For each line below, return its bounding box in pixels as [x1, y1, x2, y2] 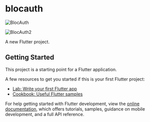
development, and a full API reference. [5, 111, 84, 117]
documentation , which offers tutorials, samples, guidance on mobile [5, 106, 145, 112]
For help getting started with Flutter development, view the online [5, 101, 140, 107]
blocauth [5, 3, 43, 14]
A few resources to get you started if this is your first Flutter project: [5, 76, 145, 82]
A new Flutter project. [5, 38, 50, 45]
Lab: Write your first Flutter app [12, 86, 77, 92]
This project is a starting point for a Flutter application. [5, 66, 117, 72]
